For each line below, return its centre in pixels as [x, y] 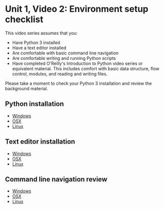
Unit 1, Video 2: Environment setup [77, 9]
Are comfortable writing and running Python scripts [64, 58]
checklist [24, 19]
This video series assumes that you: [41, 33]
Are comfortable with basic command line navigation [65, 53]
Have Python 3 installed [36, 42]
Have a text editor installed [39, 48]
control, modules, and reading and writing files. [60, 74]
